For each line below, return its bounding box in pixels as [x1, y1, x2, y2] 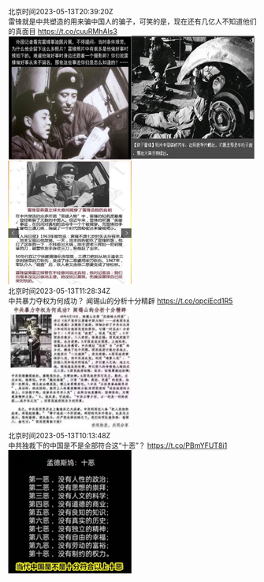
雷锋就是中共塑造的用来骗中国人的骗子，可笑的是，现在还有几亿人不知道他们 [8, 17, 257, 26]
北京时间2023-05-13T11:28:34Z [8, 287, 111, 295]
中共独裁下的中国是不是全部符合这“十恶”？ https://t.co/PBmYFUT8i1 [8, 441, 228, 450]
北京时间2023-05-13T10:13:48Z [8, 431, 111, 440]
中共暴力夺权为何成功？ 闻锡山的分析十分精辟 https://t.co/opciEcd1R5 [8, 296, 233, 306]
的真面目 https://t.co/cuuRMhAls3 [8, 27, 118, 36]
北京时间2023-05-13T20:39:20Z [8, 7, 113, 16]
